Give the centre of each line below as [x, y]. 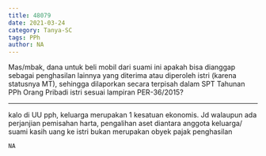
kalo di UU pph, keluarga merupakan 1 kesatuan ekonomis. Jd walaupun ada [133, 115]
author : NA [26, 45]
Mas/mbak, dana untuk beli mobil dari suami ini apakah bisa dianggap [122, 67]
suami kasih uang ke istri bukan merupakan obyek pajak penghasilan [120, 132]
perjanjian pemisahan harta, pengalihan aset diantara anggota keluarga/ [125, 124]
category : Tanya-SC [40, 30]
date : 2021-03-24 [37, 23]
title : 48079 [30, 15]
